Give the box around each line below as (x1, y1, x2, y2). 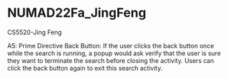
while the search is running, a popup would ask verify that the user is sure (7, 49, 221, 57)
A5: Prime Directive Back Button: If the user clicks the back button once (7, 41, 215, 50)
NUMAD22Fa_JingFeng (7, 5, 147, 21)
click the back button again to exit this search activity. (7, 64, 163, 72)
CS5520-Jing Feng (7, 28, 62, 36)
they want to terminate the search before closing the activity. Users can (7, 56, 214, 64)
